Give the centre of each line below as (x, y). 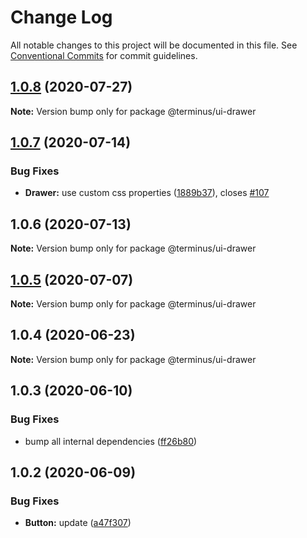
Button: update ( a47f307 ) (78, 523)
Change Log (61, 17)
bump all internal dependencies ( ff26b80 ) (111, 441)
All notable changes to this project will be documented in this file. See (154, 45)
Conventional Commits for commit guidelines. (104, 55)
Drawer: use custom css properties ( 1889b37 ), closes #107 (147, 193)
